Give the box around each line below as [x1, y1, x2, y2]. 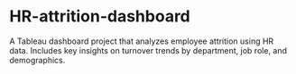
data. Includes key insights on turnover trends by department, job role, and [9, 45, 287, 55]
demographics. [9, 54, 66, 65]
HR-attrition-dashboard [9, 6, 191, 27]
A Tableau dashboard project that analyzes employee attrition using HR [9, 36, 274, 46]
